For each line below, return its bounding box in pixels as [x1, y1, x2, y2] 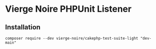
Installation [5, 23, 41, 31]
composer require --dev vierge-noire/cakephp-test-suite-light [5, 36, 139, 41]
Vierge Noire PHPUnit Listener [5, 3, 132, 15]
